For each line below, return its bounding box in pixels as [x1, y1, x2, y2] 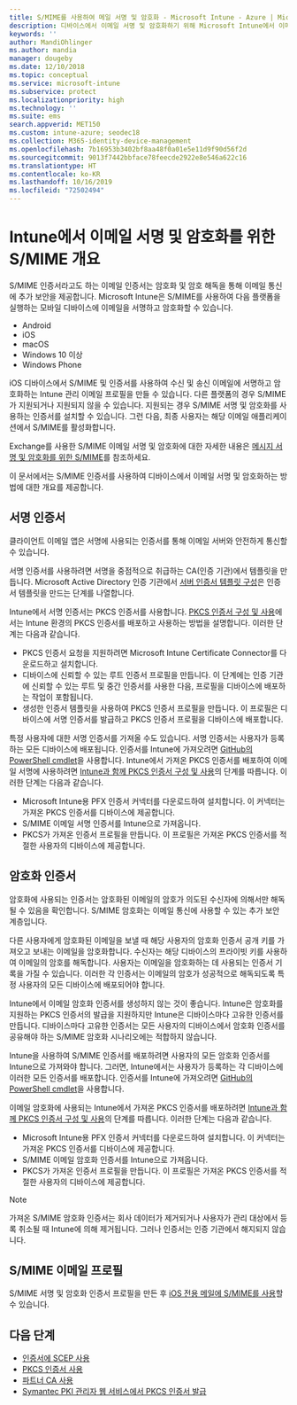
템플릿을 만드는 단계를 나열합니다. [18, 587, 134, 598]
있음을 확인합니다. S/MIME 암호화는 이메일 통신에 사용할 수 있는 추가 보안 [27, 905, 280, 916]
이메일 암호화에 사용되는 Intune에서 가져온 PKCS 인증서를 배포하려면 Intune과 [9, 1102, 278, 1112]
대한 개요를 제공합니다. [25, 481, 104, 492]
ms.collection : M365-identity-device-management [9, 137, 192, 145]
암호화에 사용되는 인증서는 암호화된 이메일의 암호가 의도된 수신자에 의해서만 [9, 894, 270, 904]
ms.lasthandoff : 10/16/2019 [9, 178, 113, 187]
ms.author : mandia [9, 46, 77, 55]
